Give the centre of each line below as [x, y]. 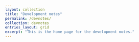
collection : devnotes [27, 23]
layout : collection [25, 9]
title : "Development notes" [34, 14]
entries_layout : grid [27, 28]
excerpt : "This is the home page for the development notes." [70, 32]
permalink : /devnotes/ [28, 18]
